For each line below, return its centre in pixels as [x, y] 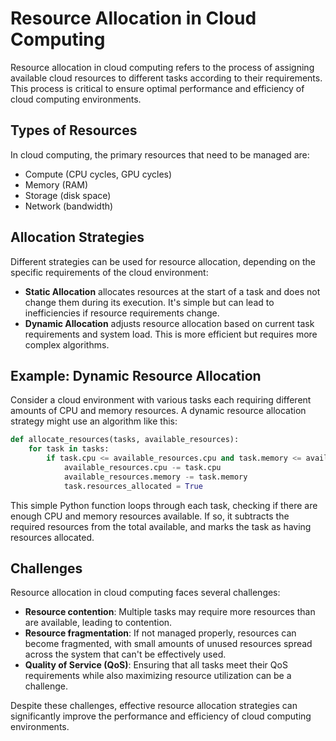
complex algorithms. [67, 344]
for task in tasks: [69, 449]
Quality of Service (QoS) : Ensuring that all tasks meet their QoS [156, 665]
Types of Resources [74, 130]
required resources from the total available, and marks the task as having [161, 526]
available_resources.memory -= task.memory [155, 477]
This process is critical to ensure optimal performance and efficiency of [157, 88]
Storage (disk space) [68, 195]
